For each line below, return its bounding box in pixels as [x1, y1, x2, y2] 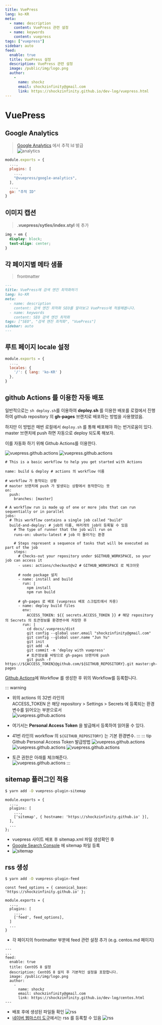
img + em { [5, 232, 27, 237]
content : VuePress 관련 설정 [14, 25, 69, 30]
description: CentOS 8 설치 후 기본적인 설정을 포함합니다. [9, 970, 118, 975]
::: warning [5, 684, 27, 690]
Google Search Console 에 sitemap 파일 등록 [12, 842, 100, 848]
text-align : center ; [9, 241, 51, 246]
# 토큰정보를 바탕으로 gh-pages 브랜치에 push [26, 653, 109, 658]
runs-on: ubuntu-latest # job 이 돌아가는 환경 [14, 532, 105, 537]
